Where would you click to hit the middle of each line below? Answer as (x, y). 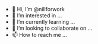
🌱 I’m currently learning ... (43, 22)
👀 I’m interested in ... (37, 15)
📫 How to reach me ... (39, 35)
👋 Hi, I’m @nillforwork (38, 9)
